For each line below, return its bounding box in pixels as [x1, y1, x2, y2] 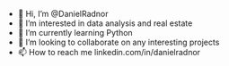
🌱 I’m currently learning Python [17, 28, 133, 37]
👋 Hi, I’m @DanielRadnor [17, 9, 110, 19]
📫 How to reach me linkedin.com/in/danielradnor [17, 47, 200, 57]
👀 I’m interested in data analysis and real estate [17, 18, 193, 29]
